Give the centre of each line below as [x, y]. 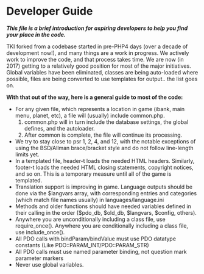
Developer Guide [50, 11]
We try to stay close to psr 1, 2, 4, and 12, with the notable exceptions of [105, 141]
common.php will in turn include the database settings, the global [106, 122]
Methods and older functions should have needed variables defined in [103, 206]
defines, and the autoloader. [60, 128]
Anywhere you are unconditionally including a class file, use [90, 219]
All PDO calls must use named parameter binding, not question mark [101, 251]
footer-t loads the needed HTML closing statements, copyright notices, [104, 167]
